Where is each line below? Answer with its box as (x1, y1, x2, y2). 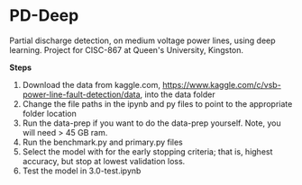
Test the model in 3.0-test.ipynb (22, 165, 142, 176)
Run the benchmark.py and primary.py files (22, 137, 183, 147)
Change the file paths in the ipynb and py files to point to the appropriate (22, 98, 293, 109)
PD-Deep (9, 5, 79, 26)
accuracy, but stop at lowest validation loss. (22, 155, 186, 166)
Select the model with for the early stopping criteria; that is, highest (22, 145, 273, 157)
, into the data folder (140, 89, 215, 100)
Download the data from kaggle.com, (22, 79, 160, 90)
